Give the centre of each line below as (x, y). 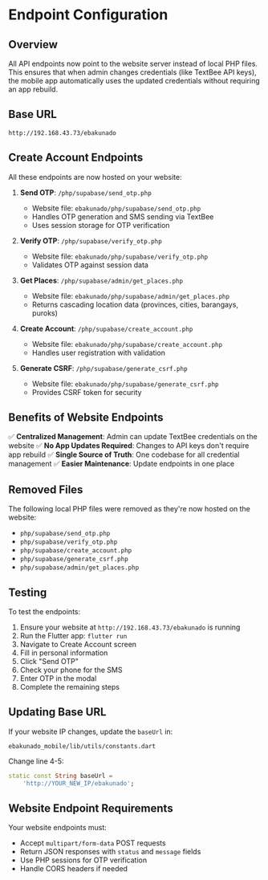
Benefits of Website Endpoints (86, 418)
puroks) (45, 313)
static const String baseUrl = (61, 776)
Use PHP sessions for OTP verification (83, 860)
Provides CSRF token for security (87, 392)
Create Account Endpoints (76, 158)
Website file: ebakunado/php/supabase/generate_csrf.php (125, 384)
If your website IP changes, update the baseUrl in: (91, 731)
